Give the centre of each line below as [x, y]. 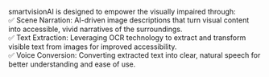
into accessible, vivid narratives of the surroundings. [95, 29]
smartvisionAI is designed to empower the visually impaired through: [122, 12]
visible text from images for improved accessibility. [93, 47]
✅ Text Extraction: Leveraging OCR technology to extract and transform [127, 38]
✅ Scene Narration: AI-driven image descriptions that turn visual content [129, 20]
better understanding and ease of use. [72, 64]
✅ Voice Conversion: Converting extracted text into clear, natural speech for [134, 55]
